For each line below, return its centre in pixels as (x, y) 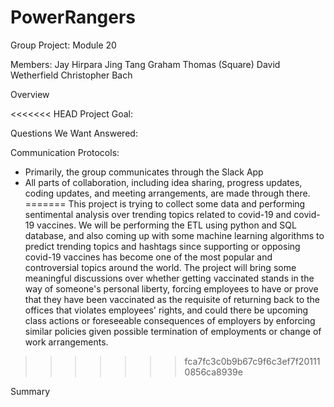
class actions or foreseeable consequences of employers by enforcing (170, 320)
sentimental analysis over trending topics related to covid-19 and (158, 214)
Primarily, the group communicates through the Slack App (144, 172)
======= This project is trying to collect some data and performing (165, 203)
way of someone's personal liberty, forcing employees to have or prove (171, 288)
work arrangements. (66, 342)
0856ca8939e (213, 372)
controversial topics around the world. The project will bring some (160, 267)
